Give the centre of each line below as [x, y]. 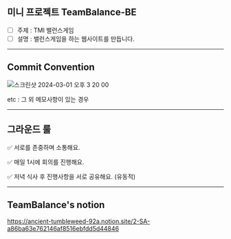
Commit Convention [51, 67]
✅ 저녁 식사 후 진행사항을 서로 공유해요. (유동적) [71, 177]
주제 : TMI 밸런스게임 [45, 30]
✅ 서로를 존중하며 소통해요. [44, 147]
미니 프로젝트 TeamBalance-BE [72, 12]
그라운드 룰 [29, 129]
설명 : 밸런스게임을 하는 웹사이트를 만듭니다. [76, 38]
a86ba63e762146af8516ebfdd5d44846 [63, 229]
